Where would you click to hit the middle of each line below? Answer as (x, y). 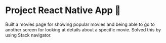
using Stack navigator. (28, 35)
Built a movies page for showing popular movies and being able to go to (80, 24)
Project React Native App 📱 (63, 10)
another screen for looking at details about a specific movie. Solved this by (83, 29)
